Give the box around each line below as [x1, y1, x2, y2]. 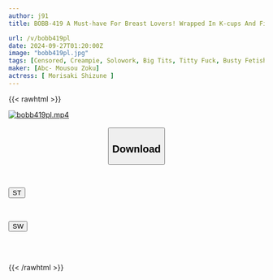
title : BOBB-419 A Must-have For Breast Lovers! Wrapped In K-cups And [8, 19, 256, 28]
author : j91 [8, 11, 49, 20]
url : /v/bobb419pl [8, 34, 71, 42]
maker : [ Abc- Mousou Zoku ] [8, 64, 100, 73]
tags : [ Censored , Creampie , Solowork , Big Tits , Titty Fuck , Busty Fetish [8, 57, 267, 65]
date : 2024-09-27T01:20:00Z [8, 41, 104, 50]
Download [112, 143, 161, 155]
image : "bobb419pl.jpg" [8, 50, 89, 58]
